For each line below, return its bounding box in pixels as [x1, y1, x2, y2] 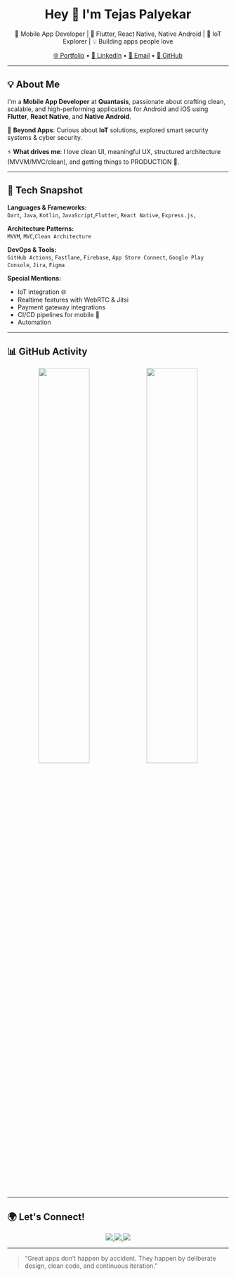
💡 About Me [7, 79, 60, 91]
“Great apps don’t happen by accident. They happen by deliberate [24, 1254, 216, 1263]
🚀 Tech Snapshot [7, 184, 83, 196]
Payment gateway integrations [17, 302, 106, 312]
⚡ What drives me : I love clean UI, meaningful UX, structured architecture [7, 147, 221, 155]
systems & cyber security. [7, 133, 83, 141]
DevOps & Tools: [7, 245, 57, 254]
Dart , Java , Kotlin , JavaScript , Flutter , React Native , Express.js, [7, 210, 197, 219]
